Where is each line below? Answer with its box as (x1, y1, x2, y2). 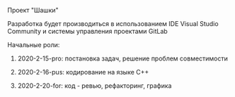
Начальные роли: (7, 41, 60, 48)
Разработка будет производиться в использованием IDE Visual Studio (7, 20, 219, 27)
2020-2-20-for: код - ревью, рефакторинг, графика (17, 82, 172, 90)
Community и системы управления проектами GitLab (7, 27, 168, 35)
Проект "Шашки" (7, 6, 59, 14)
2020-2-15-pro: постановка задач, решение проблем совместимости (17, 54, 229, 63)
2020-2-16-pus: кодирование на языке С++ (17, 68, 149, 76)
